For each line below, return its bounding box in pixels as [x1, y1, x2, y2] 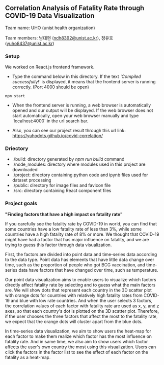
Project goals [5, 200, 38, 207]
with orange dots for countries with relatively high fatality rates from [5, 292, 143, 298]
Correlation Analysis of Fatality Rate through [5, 4, 145, 12]
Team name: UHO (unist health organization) [5, 25, 95, 31]
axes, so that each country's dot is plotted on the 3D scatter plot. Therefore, [5, 308, 159, 314]
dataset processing [12, 177, 52, 183]
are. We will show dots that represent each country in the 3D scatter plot [5, 287, 152, 293]
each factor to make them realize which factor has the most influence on [5, 333, 152, 339]
